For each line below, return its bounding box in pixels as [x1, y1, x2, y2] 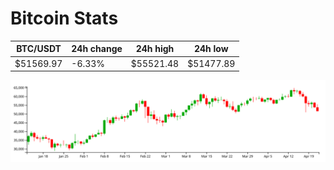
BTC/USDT [16, 43, 62, 55]
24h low [193, 43, 229, 55]
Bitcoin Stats [10, 7, 119, 30]
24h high [135, 43, 175, 55]
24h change [71, 43, 123, 55]
